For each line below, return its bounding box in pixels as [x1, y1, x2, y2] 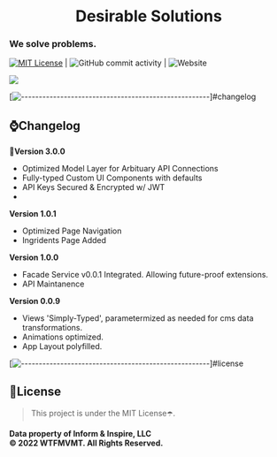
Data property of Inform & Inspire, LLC [9, 429, 152, 439]
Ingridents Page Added [21, 235, 107, 246]
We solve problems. [9, 38, 97, 50]
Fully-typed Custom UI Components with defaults [21, 172, 203, 183]
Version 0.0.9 [9, 296, 60, 307]
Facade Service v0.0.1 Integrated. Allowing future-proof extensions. [21, 270, 268, 280]
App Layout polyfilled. [21, 341, 103, 352]
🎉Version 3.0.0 [9, 146, 65, 156]
